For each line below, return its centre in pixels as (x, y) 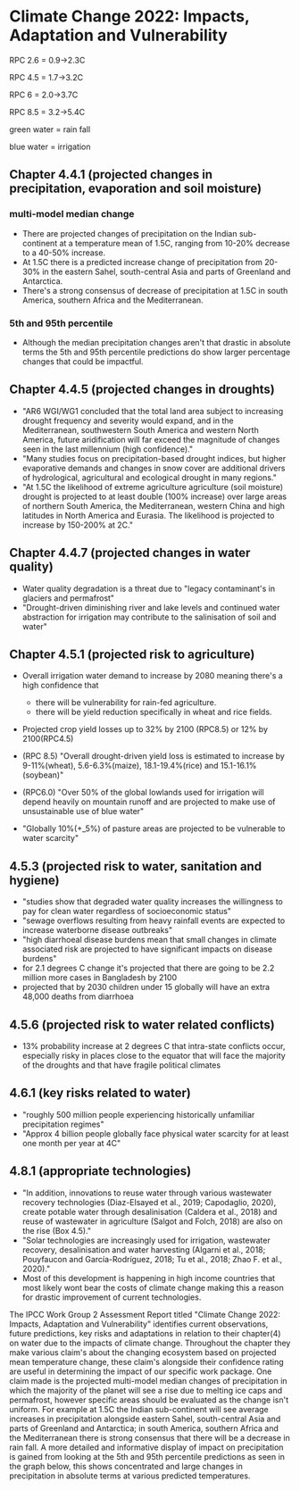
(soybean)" (43, 775)
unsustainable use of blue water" (83, 812)
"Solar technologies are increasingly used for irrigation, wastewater (146, 1240)
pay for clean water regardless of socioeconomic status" (127, 911)
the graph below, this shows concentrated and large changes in (126, 1466)
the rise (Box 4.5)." (57, 1230)
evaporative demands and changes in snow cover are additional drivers (154, 468)
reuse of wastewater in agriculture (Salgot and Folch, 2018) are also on (152, 1221)
